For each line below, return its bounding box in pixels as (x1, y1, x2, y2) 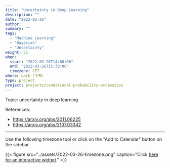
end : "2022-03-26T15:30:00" (10, 64, 69, 69)
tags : (5, 31, 17, 36)
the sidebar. (5, 141, 30, 147)
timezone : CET (10, 69, 39, 74)
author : (5, 21, 22, 27)
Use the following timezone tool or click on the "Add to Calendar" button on (5, 136, 162, 142)
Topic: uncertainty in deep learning (5, 97, 78, 103)
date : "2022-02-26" (5, 17, 47, 22)
